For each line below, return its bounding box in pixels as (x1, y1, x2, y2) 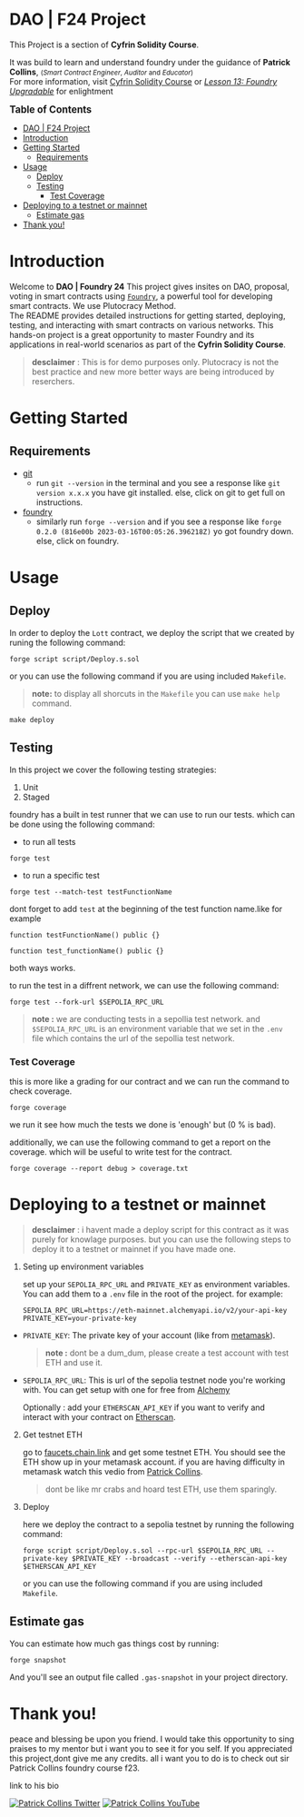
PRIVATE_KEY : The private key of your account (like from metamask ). (22, 1329, 276, 1340)
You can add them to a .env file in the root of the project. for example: (22, 1288, 284, 1299)
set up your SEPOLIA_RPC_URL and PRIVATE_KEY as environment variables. (22, 1278, 290, 1289)
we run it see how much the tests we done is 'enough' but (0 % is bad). (9, 1118, 277, 1130)
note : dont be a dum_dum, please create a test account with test (44, 1347, 289, 1358)
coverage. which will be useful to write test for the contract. (9, 1146, 233, 1157)
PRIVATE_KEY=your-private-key (22, 1314, 138, 1323)
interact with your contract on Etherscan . (22, 1411, 176, 1422)
